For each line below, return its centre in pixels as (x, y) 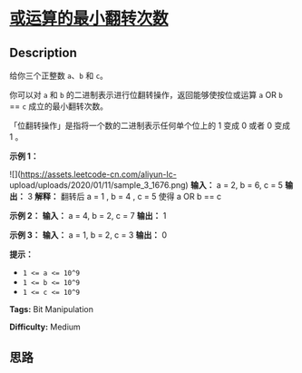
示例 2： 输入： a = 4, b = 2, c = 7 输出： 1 (88, 216)
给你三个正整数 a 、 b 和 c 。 (59, 75)
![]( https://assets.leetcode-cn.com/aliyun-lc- (93, 174)
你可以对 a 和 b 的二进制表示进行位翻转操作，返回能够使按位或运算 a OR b (146, 95)
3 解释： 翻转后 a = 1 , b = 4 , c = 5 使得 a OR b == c (124, 196)
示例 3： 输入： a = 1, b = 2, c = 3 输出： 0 (88, 235)
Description (43, 52)
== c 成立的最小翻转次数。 (59, 106)
